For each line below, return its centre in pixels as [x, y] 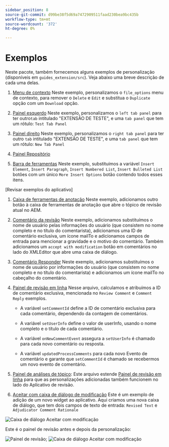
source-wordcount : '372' [31, 24]
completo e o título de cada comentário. [62, 329]
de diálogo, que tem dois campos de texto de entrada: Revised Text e [85, 405]
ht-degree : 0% [20, 29]
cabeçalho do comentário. [40, 278]
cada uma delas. [22, 83]
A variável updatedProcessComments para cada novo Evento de [84, 354]
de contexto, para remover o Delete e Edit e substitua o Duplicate [81, 98]
